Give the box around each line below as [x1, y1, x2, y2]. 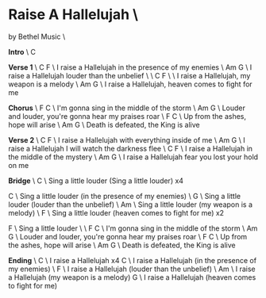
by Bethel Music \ [8, 32, 66, 41]
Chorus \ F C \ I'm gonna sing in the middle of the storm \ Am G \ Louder [8, 103, 246, 113]
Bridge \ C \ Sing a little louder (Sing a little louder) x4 [8, 176, 184, 185]
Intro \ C [8, 47, 36, 56]
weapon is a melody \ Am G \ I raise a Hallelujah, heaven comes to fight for [8, 79, 253, 89]
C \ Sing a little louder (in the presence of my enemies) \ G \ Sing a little [8, 191, 241, 201]
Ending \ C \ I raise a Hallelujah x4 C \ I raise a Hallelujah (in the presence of [8, 255, 256, 265]
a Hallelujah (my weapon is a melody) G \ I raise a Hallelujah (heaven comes [8, 272, 256, 282]
